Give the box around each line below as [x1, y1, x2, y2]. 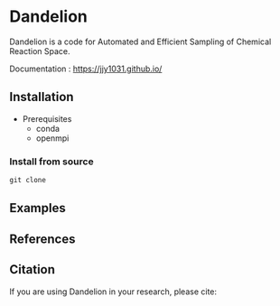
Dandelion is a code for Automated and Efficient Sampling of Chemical [9, 36, 272, 47]
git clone [9, 176, 47, 185]
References [9, 231, 76, 246]
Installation [9, 89, 74, 105]
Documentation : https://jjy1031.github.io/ [9, 63, 163, 74]
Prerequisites [22, 113, 72, 124]
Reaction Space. [9, 45, 70, 56]
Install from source [9, 155, 94, 168]
